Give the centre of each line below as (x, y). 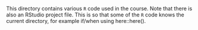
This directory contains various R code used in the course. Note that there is (99, 9)
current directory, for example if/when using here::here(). (76, 21)
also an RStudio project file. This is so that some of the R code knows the (95, 15)
